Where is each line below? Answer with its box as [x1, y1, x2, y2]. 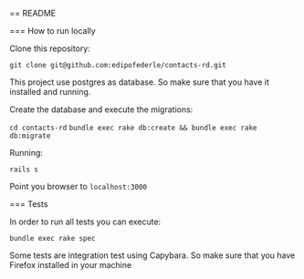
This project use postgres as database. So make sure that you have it [9, 77, 269, 88]
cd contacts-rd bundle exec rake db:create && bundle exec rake [9, 123, 257, 132]
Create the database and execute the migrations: [9, 104, 194, 115]
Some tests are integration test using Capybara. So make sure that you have [9, 250, 296, 261]
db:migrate [9, 131, 51, 140]
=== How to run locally [9, 26, 96, 36]
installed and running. [9, 87, 91, 97]
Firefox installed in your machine [9, 260, 132, 270]
